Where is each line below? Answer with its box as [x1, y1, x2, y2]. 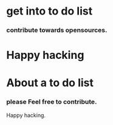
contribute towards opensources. [6, 26, 108, 35]
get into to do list [6, 4, 93, 18]
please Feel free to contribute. [6, 98, 97, 106]
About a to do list [6, 76, 94, 90]
